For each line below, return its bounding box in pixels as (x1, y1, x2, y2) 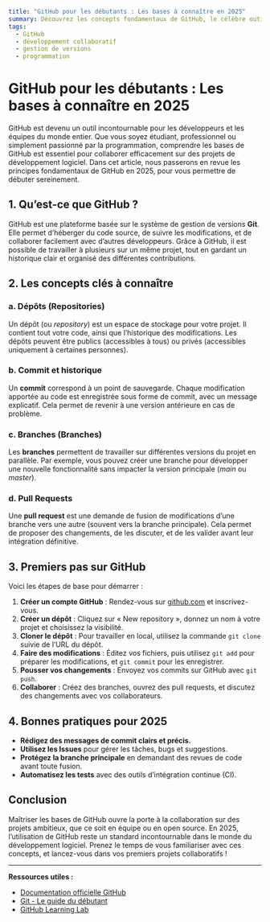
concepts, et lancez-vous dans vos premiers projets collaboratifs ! (8, 849, 227, 858)
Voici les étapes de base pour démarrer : (8, 582, 143, 591)
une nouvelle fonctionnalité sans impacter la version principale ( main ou (8, 464, 247, 474)
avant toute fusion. (19, 761, 83, 772)
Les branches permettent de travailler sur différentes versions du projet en (8, 447, 256, 457)
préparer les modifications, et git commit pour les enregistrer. (19, 657, 225, 667)
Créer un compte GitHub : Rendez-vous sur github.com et (19, 597, 214, 607)
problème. (8, 409, 43, 418)
